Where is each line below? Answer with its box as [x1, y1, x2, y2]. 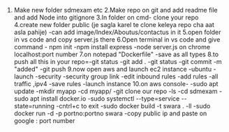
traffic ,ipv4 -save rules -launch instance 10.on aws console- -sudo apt [13, 80, 219, 88]
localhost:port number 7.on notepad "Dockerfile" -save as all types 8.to [13, 50, 219, 58]
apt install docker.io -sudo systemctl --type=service [30, 94, 180, 103]
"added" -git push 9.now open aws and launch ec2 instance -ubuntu [13, 65, 212, 73]
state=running [13, 102, 54, 110]
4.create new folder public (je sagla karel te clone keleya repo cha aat [13, 21, 215, 28]
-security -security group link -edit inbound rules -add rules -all [34, 72, 219, 81]
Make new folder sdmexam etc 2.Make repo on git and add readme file [13, 6, 218, 14]
